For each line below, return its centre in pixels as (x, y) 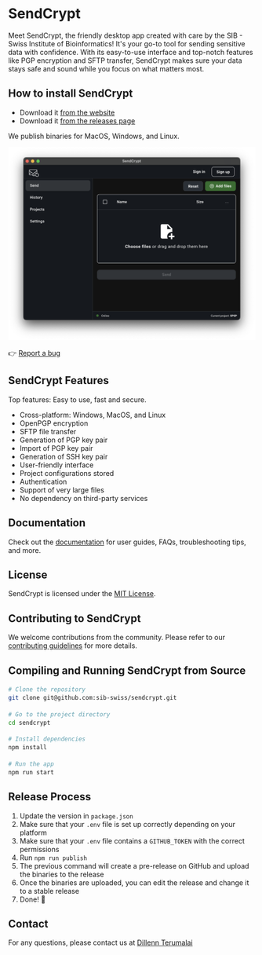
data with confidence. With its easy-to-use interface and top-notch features (131, 52)
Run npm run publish (53, 858)
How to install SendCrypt (71, 94)
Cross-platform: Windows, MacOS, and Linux (93, 415)
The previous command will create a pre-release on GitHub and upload (134, 865)
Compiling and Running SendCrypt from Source (127, 670)
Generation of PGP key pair (64, 440)
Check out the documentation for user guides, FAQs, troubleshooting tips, (127, 542)
